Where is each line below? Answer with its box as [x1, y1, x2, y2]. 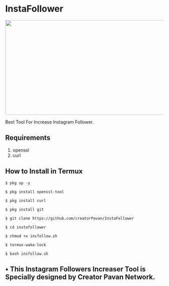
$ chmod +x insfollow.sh [5, 233, 58, 239]
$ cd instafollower [5, 224, 46, 230]
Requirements [5, 133, 50, 142]
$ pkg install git [5, 207, 44, 212]
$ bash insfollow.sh [5, 251, 49, 256]
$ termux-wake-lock [5, 242, 46, 248]
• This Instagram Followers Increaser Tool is [5, 265, 146, 273]
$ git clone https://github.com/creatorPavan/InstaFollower [5, 216, 135, 221]
